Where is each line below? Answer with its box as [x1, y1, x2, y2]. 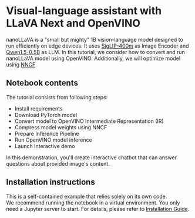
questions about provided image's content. [6, 160, 110, 167]
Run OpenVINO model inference [14, 136, 92, 143]
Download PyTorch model [14, 111, 78, 118]
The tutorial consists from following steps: [6, 93, 108, 100]
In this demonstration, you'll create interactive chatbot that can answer [6, 154, 177, 161]
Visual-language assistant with [6, 4, 162, 18]
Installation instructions [6, 177, 95, 187]
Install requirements [14, 105, 63, 112]
